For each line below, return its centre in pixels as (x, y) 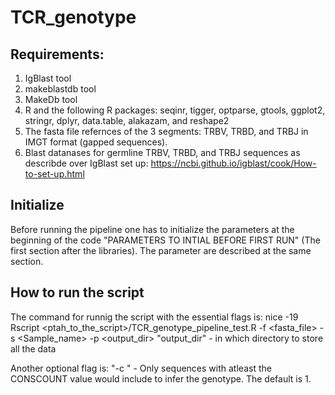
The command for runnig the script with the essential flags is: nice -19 (154, 317)
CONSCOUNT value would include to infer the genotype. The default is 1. (161, 378)
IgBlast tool (48, 78)
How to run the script (77, 292)
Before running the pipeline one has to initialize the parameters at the (152, 229)
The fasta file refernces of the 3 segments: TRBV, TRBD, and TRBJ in (166, 131)
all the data (33, 348)
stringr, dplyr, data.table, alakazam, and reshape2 (127, 120)
